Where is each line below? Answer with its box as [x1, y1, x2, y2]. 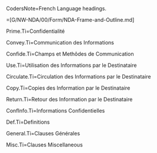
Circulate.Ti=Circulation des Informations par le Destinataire [6, 73, 151, 80]
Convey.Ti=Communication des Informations [6, 39, 115, 46]
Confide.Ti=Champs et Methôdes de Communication [6, 50, 134, 57]
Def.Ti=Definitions [6, 118, 50, 125]
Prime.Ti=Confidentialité [6, 28, 65, 35]
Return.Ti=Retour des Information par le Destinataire [6, 96, 133, 103]
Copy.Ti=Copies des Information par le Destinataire [6, 84, 131, 91]
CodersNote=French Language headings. [6, 5, 107, 12]
